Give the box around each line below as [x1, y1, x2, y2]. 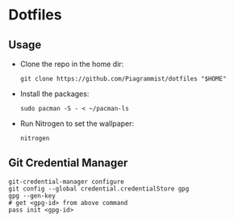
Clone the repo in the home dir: [19, 59, 124, 69]
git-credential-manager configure [8, 178, 125, 186]
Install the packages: [19, 89, 90, 98]
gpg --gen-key [8, 191, 56, 199]
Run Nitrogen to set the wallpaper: [19, 119, 135, 128]
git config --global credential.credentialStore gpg [8, 184, 190, 193]
